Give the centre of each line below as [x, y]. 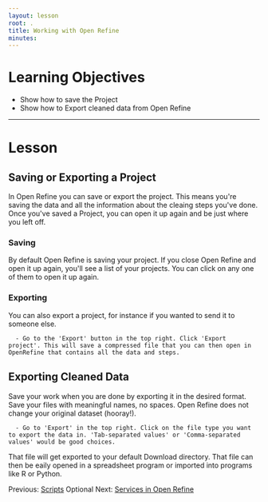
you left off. [27, 222]
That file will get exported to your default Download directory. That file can [131, 456]
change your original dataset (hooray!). [73, 413]
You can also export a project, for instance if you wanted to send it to [122, 315]
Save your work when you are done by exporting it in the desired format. [128, 396]
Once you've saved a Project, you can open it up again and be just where [128, 213]
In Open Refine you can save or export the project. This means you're [122, 197]
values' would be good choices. [62, 442]
